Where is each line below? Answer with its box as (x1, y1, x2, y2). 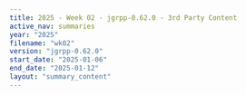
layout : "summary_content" (9, 72, 112, 81)
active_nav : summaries (9, 22, 95, 31)
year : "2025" (9, 30, 59, 39)
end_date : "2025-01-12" (9, 64, 100, 73)
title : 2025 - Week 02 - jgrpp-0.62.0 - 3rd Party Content (9, 13, 238, 23)
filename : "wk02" (9, 38, 75, 48)
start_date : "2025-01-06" (9, 55, 107, 64)
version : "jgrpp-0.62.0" (9, 47, 103, 56)
